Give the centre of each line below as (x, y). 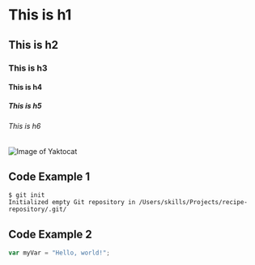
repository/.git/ (38, 209)
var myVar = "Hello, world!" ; (59, 253)
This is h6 (25, 126)
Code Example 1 (49, 177)
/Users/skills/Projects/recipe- (193, 203)
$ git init (27, 195)
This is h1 (40, 15)
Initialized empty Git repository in (72, 203)
